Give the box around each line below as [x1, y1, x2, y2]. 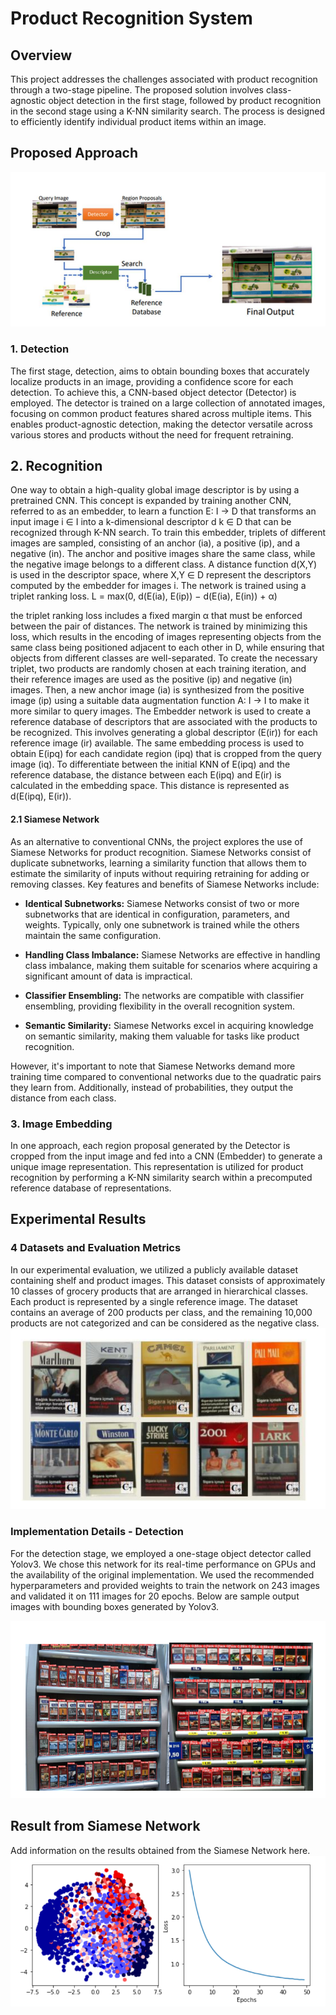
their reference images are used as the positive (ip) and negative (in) [10, 673, 293, 686]
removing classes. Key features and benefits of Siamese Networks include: [10, 878, 320, 890]
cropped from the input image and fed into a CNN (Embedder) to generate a [10, 1150, 323, 1162]
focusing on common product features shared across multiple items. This [10, 407, 312, 419]
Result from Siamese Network [10, 1818, 201, 1835]
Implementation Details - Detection [10, 1525, 184, 1539]
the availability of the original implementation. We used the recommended [10, 1568, 315, 1581]
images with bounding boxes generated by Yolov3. [10, 1600, 220, 1612]
